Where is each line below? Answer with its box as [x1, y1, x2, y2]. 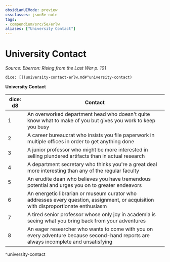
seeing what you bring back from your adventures [27, 217, 146, 224]
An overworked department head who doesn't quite [27, 111, 150, 118]
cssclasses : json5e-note [5, 12, 58, 17]
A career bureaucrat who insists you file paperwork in [27, 132, 155, 139]
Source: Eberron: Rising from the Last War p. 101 [5, 65, 106, 71]
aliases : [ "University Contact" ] [5, 26, 76, 31]
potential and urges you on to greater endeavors [27, 182, 142, 189]
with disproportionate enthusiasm [27, 203, 107, 210]
